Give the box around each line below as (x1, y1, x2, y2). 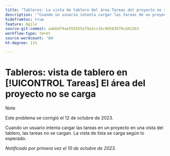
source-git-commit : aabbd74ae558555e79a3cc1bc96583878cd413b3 (5, 26, 139, 31)
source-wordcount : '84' (5, 36, 56, 41)
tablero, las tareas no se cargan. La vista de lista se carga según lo (5, 130, 144, 136)
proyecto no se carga (5, 88, 96, 99)
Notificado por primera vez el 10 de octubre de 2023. (5, 145, 116, 151)
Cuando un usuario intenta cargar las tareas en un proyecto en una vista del (5, 125, 163, 131)
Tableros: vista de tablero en (5, 66, 127, 78)
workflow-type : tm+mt (5, 31, 51, 36)
